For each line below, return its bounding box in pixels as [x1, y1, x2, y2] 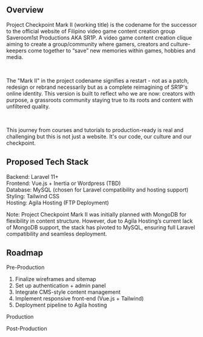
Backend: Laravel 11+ [6, 173, 59, 180]
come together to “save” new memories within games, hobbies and [28, 47, 196, 54]
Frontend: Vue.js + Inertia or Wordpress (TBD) [6, 179, 121, 187]
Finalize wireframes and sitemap [15, 276, 96, 283]
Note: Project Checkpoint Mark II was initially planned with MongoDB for [6, 210, 187, 218]
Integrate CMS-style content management [15, 288, 121, 296]
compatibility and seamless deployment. [6, 230, 107, 237]
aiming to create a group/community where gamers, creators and [6, 40, 170, 47]
